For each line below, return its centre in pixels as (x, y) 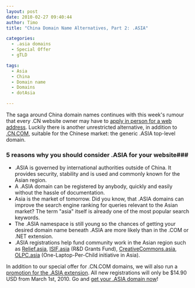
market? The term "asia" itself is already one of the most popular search (102, 212)
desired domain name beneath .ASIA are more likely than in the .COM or (102, 230)
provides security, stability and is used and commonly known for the (97, 174)
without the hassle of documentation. (60, 193)
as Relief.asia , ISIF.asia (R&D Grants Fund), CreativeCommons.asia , (96, 249)
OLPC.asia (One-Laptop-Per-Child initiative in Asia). (77, 255)
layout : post (22, 11)
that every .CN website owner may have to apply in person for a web (89, 121)
